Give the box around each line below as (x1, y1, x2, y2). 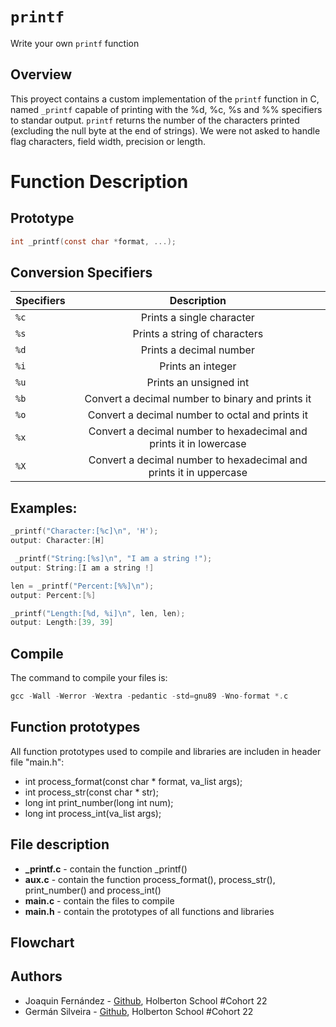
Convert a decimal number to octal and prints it (87, 408, 308, 422)
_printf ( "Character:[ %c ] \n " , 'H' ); (10, 526, 159, 537)
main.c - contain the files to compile (24, 894, 175, 907)
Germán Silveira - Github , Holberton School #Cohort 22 (24, 1005, 254, 1017)
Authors (10, 968, 63, 985)
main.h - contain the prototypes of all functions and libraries (24, 905, 275, 917)
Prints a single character (140, 311, 255, 325)
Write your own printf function (10, 37, 140, 49)
